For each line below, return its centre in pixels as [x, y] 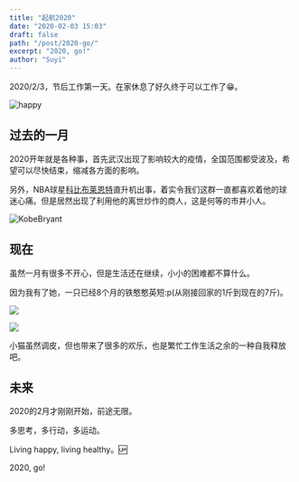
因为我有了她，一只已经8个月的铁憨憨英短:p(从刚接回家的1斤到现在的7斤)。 [149, 292]
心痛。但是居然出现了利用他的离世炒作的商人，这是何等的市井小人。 [144, 201]
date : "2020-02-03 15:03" [58, 26]
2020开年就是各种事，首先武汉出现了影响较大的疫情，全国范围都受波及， [146, 158]
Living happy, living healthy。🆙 [69, 449]
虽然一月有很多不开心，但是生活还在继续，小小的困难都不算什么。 [132, 273]
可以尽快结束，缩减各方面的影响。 [80, 170]
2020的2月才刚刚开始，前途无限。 [73, 411]
